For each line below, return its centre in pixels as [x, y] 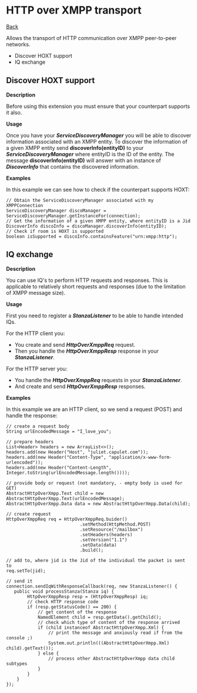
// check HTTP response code [63, 602]
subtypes [17, 664]
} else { [48, 653]
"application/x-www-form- [140, 457]
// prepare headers [30, 442]
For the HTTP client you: [36, 333]
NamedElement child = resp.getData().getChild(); [99, 617]
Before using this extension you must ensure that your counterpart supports [98, 106]
